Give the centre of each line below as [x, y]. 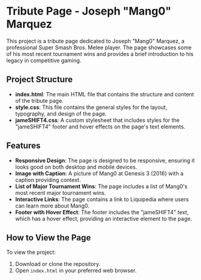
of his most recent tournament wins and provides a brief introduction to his [100, 54]
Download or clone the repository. [58, 264]
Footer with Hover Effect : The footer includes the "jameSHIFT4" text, [102, 212]
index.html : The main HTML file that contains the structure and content [104, 94]
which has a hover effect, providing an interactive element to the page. [104, 219]
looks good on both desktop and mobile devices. [76, 167]
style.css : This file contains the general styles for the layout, [91, 107]
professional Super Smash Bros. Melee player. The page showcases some [99, 47]
